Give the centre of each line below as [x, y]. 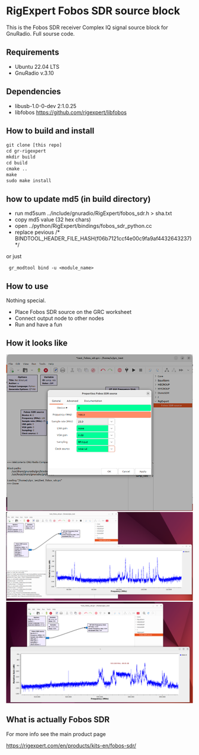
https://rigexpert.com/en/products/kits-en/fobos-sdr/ [71, 746]
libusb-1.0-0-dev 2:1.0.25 [46, 106]
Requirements [33, 53]
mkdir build [21, 157]
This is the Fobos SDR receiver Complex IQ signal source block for [87, 27]
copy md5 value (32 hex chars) [53, 220]
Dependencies [33, 92]
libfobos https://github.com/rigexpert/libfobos [71, 112]
